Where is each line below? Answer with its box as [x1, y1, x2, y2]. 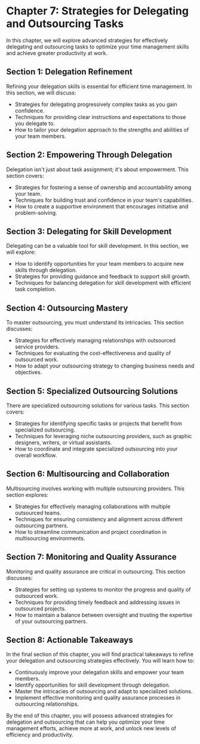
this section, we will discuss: [6, 89, 76, 96]
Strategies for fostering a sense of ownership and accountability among [14, 184, 192, 191]
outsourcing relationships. [14, 700, 79, 707]
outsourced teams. [14, 509, 61, 516]
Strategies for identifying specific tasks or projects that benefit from [14, 420, 182, 427]
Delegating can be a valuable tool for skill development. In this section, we [6, 242, 189, 250]
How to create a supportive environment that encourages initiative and [14, 202, 189, 210]
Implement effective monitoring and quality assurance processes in [14, 694, 181, 702]
